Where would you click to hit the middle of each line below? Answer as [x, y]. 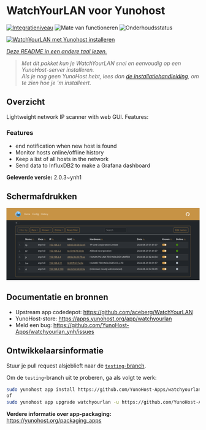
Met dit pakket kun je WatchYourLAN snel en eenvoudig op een [101, 63]
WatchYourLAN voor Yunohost [86, 11]
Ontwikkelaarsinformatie [55, 351]
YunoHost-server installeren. [58, 70]
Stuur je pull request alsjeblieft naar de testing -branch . [76, 366]
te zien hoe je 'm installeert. [56, 83]
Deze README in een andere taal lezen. [57, 51]
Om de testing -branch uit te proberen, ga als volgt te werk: [82, 377]
